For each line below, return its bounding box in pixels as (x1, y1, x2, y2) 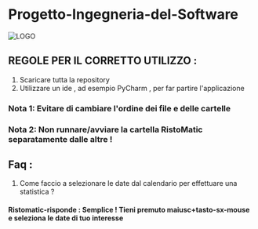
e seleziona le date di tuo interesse (8, 213, 124, 223)
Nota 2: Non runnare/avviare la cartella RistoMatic (8, 124, 203, 135)
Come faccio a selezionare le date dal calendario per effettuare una (19, 179, 238, 188)
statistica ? (19, 187, 55, 197)
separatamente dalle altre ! (8, 133, 113, 144)
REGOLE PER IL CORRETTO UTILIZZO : (8, 54, 198, 67)
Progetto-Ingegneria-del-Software (8, 5, 239, 24)
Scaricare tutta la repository (19, 75, 110, 84)
